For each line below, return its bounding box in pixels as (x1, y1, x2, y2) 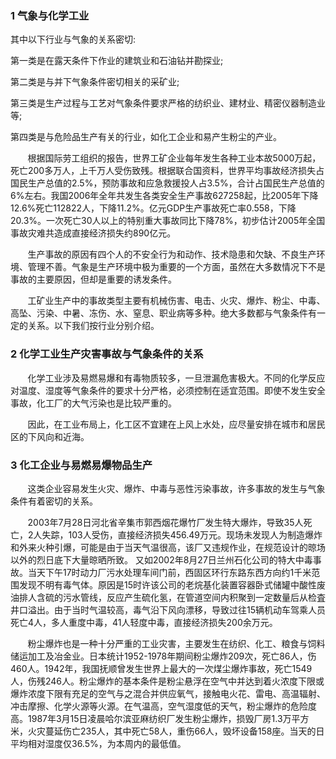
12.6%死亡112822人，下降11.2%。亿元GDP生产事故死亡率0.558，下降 (10, 202, 297, 214)
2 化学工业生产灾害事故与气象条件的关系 (10, 347, 204, 361)
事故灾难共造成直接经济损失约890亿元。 (10, 227, 177, 239)
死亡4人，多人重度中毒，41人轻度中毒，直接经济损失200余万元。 (10, 616, 278, 628)
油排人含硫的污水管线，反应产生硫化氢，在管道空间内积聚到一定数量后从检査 (10, 591, 326, 603)
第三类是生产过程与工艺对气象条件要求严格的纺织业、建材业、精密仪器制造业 (10, 97, 326, 109)
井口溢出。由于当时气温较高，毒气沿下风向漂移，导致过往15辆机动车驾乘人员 (10, 603, 326, 616)
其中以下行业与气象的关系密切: (10, 33, 137, 46)
